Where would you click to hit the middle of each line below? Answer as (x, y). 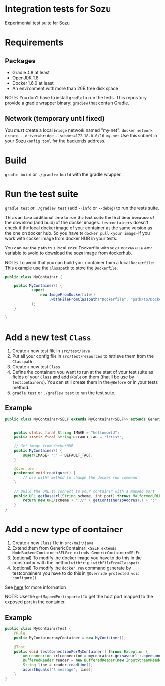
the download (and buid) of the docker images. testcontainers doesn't (77, 222)
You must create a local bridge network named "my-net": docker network (79, 130)
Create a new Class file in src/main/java (53, 543)
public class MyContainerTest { (38, 629)
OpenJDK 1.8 (26, 78)
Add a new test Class (48, 337)
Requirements (34, 43)
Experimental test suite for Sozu (37, 23)
